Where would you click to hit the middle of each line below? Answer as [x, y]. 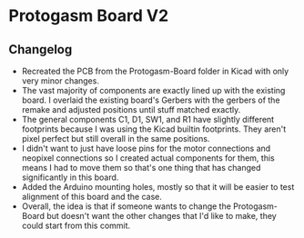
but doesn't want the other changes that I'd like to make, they [161, 216]
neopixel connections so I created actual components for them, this [148, 158]
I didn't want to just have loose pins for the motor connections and [146, 148]
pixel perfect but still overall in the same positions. [116, 139]
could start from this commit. [76, 225]
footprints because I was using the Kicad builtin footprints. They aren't [154, 129]
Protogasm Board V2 [89, 16]
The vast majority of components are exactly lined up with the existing [153, 90]
